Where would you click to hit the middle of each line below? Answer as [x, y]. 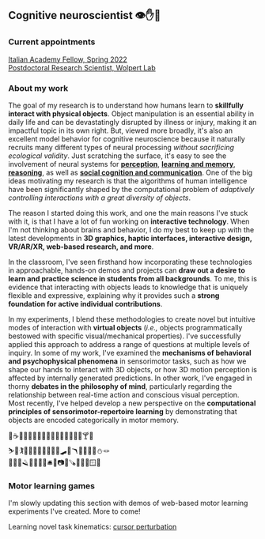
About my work [38, 88]
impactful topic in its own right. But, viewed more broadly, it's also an [121, 130]
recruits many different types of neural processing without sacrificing [121, 147]
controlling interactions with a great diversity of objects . [100, 198]
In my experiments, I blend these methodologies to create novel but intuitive [132, 319]
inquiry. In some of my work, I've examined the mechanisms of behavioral [130, 352]
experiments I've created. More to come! [74, 511]
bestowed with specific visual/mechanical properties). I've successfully [125, 336]
